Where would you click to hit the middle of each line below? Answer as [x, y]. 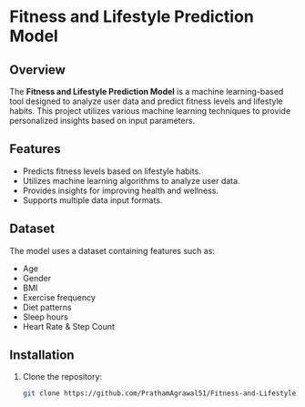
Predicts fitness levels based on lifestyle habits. [112, 171]
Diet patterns [47, 307]
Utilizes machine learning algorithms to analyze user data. [131, 180]
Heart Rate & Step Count [69, 326]
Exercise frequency [59, 297]
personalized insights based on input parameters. [102, 121]
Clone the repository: [62, 377]
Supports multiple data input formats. [92, 200]
